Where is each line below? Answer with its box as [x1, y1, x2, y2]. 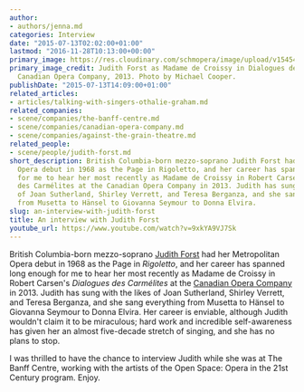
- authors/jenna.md [9, 22, 83, 31]
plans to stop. [9, 335, 61, 346]
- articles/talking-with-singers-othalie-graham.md [9, 97, 208, 107]
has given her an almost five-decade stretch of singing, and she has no [9, 325, 275, 336]
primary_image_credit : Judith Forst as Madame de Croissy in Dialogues [9, 64, 285, 73]
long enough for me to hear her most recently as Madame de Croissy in [9, 268, 276, 279]
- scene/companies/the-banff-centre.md [9, 114, 160, 123]
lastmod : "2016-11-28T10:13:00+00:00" [9, 47, 156, 56]
